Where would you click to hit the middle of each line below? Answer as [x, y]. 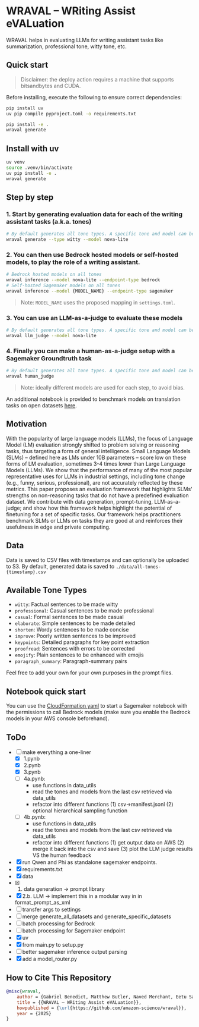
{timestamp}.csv [26, 572]
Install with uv [33, 148]
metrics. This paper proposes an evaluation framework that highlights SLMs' [99, 489]
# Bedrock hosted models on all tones [54, 275]
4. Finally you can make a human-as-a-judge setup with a [91, 351]
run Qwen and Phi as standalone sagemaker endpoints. [90, 862]
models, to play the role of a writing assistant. [73, 262]
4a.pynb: [34, 779]
